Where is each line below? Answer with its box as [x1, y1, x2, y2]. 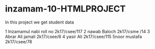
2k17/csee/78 [5, 38, 33, 44]
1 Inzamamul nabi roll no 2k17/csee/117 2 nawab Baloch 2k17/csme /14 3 [5, 28, 150, 34]
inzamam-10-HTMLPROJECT [5, 3, 126, 14]
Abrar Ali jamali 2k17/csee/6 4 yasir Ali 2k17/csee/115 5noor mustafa [5, 34, 142, 39]
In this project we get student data [5, 19, 74, 25]
